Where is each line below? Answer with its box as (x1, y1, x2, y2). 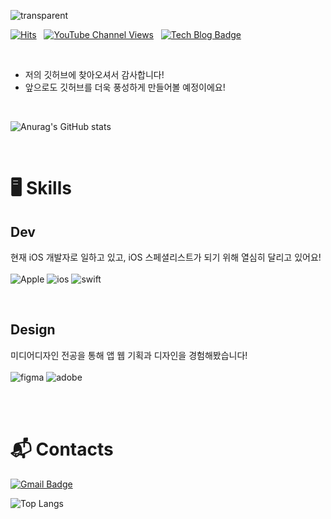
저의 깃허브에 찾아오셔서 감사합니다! (24, 69, 165, 80)
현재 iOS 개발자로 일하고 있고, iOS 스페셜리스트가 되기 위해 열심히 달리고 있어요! (10, 251, 322, 263)
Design (10, 321, 56, 339)
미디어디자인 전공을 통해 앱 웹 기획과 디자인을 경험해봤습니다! (10, 349, 248, 361)
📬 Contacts (10, 438, 114, 460)
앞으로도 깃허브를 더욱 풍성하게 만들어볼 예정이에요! (24, 81, 226, 93)
